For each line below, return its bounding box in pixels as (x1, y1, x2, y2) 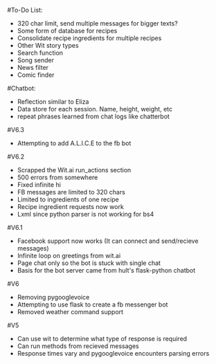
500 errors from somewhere (17, 173, 98, 181)
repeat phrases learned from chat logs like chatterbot (17, 112, 170, 120)
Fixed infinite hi (17, 181, 61, 189)
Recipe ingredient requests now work (17, 203, 125, 210)
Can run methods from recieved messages (17, 342, 140, 350)
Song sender (17, 56, 54, 64)
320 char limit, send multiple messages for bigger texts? (17, 19, 178, 27)
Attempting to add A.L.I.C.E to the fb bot (17, 139, 132, 147)
